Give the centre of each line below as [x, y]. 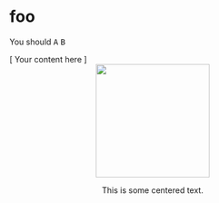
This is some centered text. [153, 190]
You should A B [38, 42]
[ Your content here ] [49, 59]
